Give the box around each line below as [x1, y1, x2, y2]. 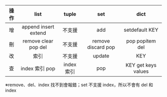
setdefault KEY [123, 27, 159, 33]
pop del [29, 44, 47, 50]
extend [29, 30, 46, 36]
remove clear [22, 38, 54, 44]
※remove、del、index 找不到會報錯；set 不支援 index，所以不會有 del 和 [5, 82, 153, 88]
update [92, 52, 109, 59]
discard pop [86, 44, 115, 50]
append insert [21, 23, 55, 30]
